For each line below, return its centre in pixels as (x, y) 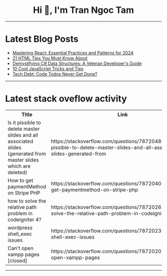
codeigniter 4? (25, 219)
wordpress (20, 227)
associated (20, 141)
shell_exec (20, 234)
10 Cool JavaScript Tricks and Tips (48, 69)
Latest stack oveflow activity (66, 99)
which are (19, 166)
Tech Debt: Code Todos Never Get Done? (55, 74)
